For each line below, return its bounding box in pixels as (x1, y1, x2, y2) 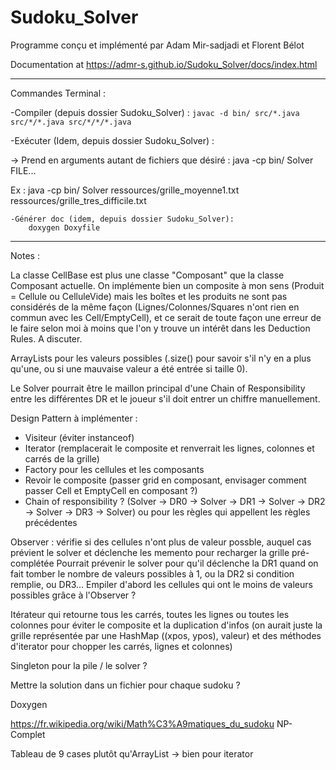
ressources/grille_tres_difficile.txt (10, 194, 147, 206)
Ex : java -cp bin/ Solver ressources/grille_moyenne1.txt (10, 184, 240, 196)
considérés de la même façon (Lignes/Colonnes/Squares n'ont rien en (10, 301, 300, 313)
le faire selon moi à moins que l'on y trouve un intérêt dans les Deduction (10, 322, 311, 334)
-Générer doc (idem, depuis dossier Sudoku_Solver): (10, 214, 235, 224)
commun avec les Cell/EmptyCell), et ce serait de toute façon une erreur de (10, 311, 322, 323)
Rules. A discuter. (10, 332, 83, 345)
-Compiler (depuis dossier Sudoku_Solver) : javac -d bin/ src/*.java (10, 106, 300, 118)
